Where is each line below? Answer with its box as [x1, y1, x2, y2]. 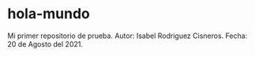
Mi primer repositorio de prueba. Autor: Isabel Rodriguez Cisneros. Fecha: [7, 31, 248, 40]
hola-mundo [7, 5, 90, 23]
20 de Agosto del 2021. [7, 39, 84, 48]
